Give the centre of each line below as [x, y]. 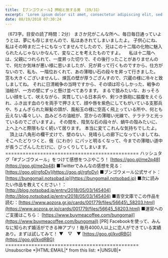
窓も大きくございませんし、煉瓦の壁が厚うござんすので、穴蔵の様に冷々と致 [84, 78]
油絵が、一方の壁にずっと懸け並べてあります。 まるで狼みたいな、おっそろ [82, 90]
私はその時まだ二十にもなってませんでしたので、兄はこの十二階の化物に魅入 [84, 47]
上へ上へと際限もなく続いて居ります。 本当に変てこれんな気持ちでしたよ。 [82, 128]
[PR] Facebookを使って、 [126, 221]
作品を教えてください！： [40, 185]
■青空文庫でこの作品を [136, 196]
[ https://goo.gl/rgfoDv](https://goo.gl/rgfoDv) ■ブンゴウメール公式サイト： [83, 172]
